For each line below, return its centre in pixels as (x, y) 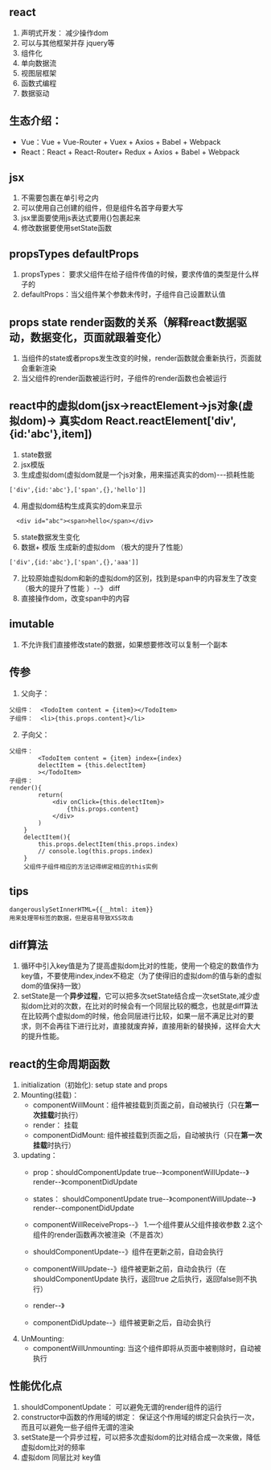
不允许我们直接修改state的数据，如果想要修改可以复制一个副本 (124, 644)
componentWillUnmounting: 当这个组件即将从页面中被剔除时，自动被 (147, 1348)
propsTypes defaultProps (74, 254)
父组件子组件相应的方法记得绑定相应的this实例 (91, 867)
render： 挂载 (55, 1125)
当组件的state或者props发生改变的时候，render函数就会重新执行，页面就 (141, 358)
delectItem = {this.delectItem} (92, 765)
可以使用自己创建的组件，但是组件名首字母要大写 (102, 208)
